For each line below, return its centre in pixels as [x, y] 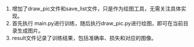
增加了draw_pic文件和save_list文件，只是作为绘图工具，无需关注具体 [96, 9]
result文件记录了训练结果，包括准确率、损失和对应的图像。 [84, 38]
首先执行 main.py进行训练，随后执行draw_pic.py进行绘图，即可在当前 [97, 23]
